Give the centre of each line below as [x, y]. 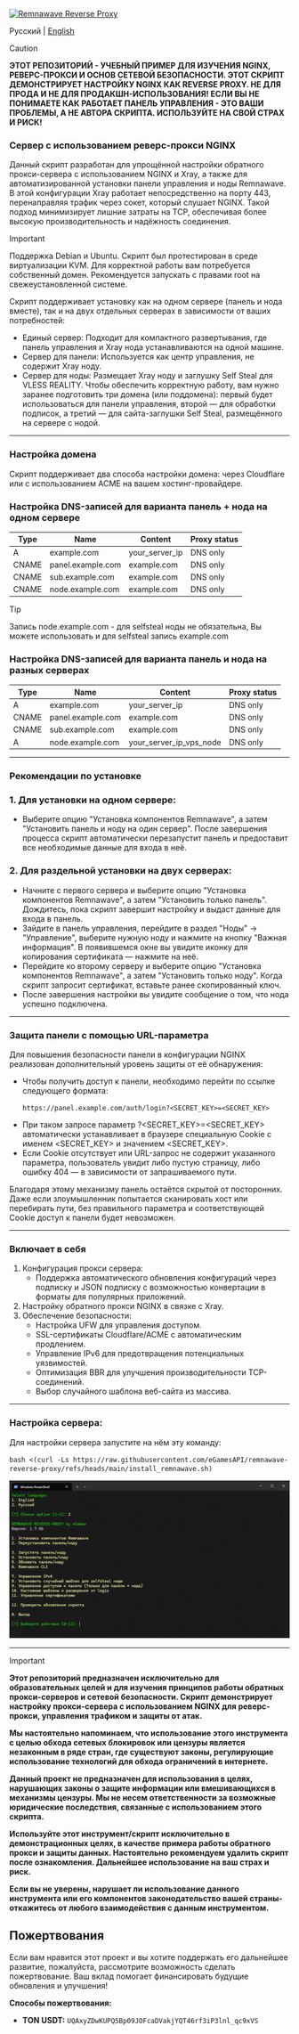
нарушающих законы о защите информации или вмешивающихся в [142, 1788]
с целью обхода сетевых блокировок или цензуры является [127, 1743]
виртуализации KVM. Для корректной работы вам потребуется [130, 265]
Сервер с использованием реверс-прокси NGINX [123, 145]
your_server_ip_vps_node [175, 742]
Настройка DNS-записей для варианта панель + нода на [138, 506]
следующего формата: [65, 1090]
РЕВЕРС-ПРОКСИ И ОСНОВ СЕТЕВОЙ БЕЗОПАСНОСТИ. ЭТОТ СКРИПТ [147, 75]
